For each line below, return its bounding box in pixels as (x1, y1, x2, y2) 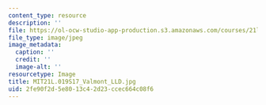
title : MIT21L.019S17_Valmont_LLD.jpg (8, 77, 136, 85)
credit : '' (15, 56, 51, 64)
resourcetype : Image (8, 70, 77, 78)
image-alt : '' (15, 63, 62, 71)
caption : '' (15, 48, 55, 56)
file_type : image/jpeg (8, 33, 83, 42)
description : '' (8, 19, 62, 27)
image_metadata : (8, 41, 62, 49)
